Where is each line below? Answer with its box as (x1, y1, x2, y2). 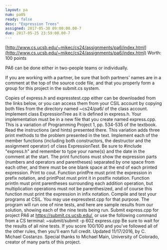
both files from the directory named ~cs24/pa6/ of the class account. (5, 106, 148, 111)
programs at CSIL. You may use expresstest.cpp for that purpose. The (5, 196, 149, 202)
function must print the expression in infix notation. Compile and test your (5, 191, 157, 197)
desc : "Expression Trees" (5, 21, 59, 27)
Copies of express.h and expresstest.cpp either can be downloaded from (5, 95, 156, 101)
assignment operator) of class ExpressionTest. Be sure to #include (5, 143, 142, 149)
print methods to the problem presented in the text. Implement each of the (5, 133, 158, 138)
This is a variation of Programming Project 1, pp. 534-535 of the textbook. (5, 121, 157, 128)
